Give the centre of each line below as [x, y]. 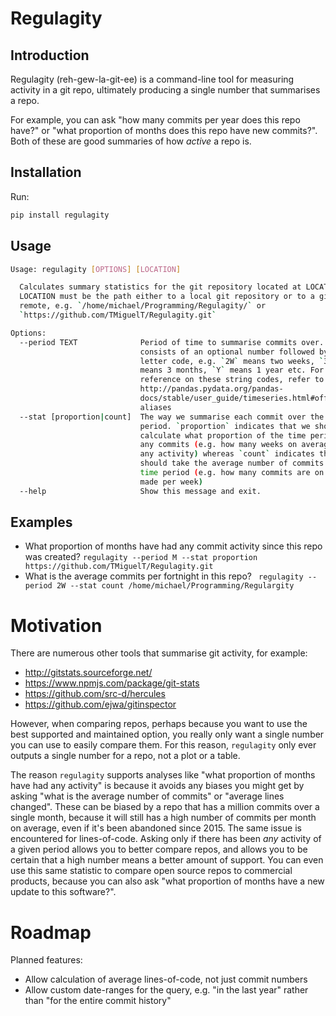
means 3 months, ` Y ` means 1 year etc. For [232, 370]
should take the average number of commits [232, 463]
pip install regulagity [60, 215]
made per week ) [171, 482]
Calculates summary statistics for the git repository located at [160, 287]
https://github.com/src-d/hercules [95, 694]
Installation [46, 172]
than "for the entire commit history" [98, 1001]
